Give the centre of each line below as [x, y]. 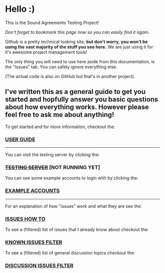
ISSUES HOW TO [25, 218]
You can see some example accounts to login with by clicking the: [72, 178]
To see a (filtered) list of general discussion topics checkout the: [70, 253]
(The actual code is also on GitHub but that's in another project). [70, 76]
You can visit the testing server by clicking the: [52, 155]
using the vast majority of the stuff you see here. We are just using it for [79, 47]
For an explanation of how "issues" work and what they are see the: [74, 206]
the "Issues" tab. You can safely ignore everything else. [61, 67]
